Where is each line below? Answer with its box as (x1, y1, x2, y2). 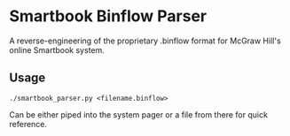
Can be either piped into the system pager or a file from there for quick (9, 109, 269, 120)
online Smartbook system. (9, 44, 105, 55)
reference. (9, 118, 47, 129)
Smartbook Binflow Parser (9, 6, 207, 26)
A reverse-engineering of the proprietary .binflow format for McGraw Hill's (9, 35, 281, 46)
